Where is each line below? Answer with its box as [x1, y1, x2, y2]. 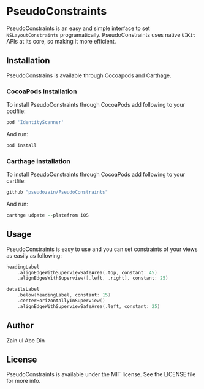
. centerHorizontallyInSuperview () [17, 298, 105, 304]
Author [6, 320, 34, 331]
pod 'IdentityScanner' [6, 120, 64, 126]
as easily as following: [6, 252, 62, 259]
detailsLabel [6, 287, 40, 293]
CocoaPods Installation [6, 87, 77, 96]
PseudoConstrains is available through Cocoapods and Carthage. [6, 72, 172, 79]
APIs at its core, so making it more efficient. [6, 37, 116, 45]
